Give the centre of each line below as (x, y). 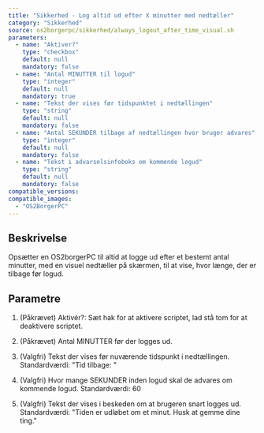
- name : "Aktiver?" (47, 45)
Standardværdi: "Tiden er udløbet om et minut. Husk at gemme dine (130, 412)
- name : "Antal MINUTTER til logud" (75, 74)
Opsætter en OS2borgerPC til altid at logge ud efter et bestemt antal (119, 257)
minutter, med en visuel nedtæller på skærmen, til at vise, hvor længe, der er (132, 266)
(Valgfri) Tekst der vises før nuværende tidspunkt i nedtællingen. (125, 356)
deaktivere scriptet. (51, 326)
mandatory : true (49, 96)
